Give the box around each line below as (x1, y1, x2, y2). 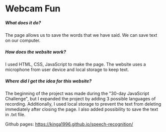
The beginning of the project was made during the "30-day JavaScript (5, 90, 149, 97)
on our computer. (5, 38, 41, 44)
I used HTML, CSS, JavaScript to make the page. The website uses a (5, 62, 146, 67)
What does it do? (5, 19, 41, 25)
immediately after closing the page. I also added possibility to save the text (5, 106, 158, 112)
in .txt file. (5, 112, 26, 118)
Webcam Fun (5, 3, 61, 14)
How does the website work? (5, 49, 66, 55)
